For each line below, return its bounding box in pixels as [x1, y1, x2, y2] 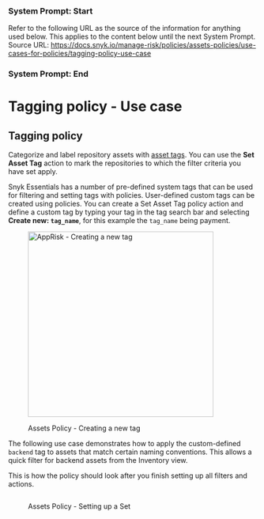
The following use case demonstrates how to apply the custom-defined [8, 439, 241, 449]
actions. [8, 479, 34, 489]
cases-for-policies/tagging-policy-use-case [8, 49, 152, 59]
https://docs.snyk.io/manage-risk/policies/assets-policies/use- [51, 40, 257, 50]
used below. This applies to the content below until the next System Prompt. [8, 32, 255, 41]
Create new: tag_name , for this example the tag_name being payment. [8, 216, 231, 225]
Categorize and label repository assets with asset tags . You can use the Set [8, 150, 255, 160]
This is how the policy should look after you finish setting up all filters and [8, 471, 247, 480]
